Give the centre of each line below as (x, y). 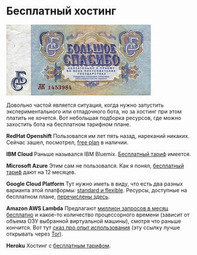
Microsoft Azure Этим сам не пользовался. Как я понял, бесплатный (95, 165)
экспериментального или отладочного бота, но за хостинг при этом (94, 111)
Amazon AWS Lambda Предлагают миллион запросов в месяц (87, 208)
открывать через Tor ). (35, 234)
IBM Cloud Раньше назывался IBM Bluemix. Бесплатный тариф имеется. (98, 154)
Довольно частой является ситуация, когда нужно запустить (85, 105)
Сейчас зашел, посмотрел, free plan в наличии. (67, 142)
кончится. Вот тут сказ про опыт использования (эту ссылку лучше (93, 227)
